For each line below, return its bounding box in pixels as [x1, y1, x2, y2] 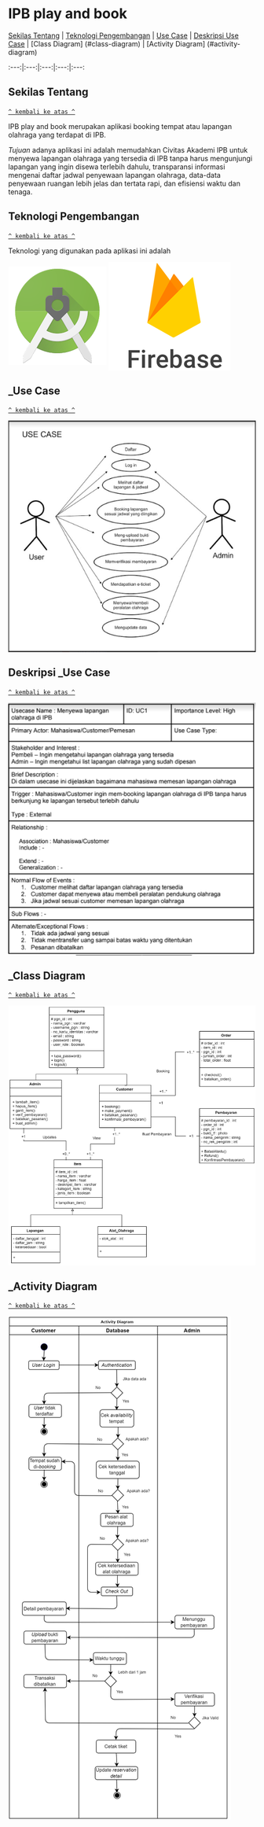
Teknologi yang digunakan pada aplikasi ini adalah [8, 245, 171, 256]
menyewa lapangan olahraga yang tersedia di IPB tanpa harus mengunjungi [8, 153, 253, 163]
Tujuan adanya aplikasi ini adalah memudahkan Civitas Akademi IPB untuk [8, 145, 248, 154]
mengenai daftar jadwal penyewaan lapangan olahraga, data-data [8, 170, 222, 179]
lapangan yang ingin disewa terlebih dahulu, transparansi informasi [8, 162, 225, 171]
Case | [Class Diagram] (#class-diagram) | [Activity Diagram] [8, 39, 206, 48]
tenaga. [8, 186, 33, 197]
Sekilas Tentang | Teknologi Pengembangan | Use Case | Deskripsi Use [8, 31, 240, 40]
